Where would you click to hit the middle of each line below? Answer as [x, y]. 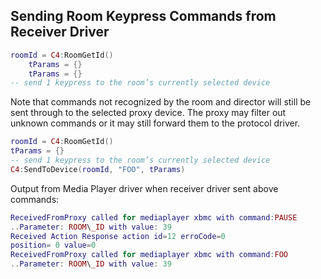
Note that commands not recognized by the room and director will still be [161, 102]
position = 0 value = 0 [53, 245]
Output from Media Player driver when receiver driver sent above [144, 188]
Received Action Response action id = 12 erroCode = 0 [118, 236]
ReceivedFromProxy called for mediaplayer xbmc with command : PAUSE [154, 217]
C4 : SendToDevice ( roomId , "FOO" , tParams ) [98, 169]
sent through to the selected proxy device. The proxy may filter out [148, 113]
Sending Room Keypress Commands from [143, 16]
